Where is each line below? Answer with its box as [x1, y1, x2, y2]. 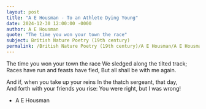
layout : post [6, 9, 40, 15]
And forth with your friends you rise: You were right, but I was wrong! [6, 85, 181, 92]
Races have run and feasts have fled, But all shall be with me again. [6, 66, 177, 73]
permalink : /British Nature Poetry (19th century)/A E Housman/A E [6, 43, 183, 50]
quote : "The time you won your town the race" [6, 32, 128, 38]
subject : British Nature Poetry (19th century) [6, 37, 131, 43]
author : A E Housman [6, 26, 59, 32]
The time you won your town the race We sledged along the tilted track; [6, 59, 188, 67]
